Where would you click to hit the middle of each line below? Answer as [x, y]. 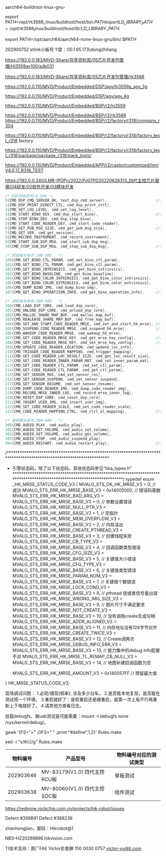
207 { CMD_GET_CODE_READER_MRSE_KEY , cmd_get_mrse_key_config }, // [83, 338]
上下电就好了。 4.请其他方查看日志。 [46, 706]
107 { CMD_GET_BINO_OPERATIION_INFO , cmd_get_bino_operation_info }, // [83, 292]
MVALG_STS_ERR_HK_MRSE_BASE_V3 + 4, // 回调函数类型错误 [76, 547]
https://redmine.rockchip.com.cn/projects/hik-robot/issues [65, 809]
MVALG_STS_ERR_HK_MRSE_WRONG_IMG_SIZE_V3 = [67, 599]
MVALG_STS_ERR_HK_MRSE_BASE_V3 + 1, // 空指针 [65, 513]
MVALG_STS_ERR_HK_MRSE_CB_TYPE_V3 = [57, 541]
